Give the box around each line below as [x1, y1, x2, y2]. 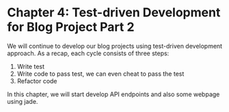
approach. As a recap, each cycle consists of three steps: [7, 49, 170, 57]
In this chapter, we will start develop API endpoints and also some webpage [7, 90, 220, 98]
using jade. [7, 97, 38, 105]
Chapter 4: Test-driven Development [7, 5, 221, 20]
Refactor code [16, 76, 57, 85]
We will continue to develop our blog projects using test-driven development [7, 42, 223, 50]
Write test [16, 62, 45, 70]
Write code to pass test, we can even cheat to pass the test [16, 70, 185, 78]
